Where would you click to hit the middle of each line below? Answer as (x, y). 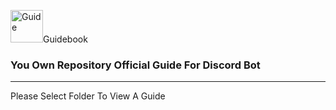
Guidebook (65, 39)
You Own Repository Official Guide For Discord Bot (135, 65)
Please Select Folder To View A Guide (88, 96)
